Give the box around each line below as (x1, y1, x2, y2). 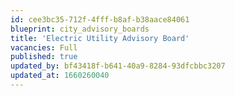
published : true (10, 52, 78, 62)
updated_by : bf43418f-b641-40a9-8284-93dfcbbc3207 (10, 61, 226, 71)
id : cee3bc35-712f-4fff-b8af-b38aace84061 (10, 14, 190, 25)
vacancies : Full (10, 42, 78, 53)
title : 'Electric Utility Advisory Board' (10, 33, 190, 43)
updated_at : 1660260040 (10, 71, 110, 81)
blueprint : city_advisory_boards (10, 24, 150, 34)
